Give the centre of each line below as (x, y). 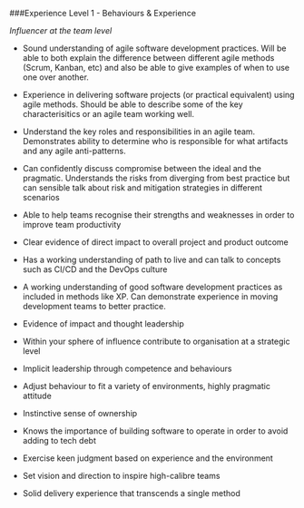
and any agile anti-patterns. (74, 151)
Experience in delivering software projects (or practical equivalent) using (158, 95)
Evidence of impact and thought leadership (103, 324)
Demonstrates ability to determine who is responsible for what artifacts (155, 141)
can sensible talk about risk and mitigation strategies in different (142, 188)
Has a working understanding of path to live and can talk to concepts (152, 259)
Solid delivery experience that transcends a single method (131, 493)
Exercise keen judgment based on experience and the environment (148, 458)
